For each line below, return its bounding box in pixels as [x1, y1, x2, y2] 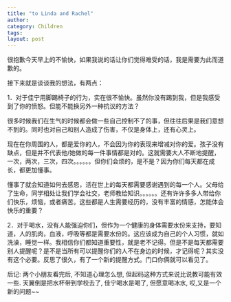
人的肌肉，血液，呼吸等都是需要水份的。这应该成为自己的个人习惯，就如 [19, 230, 224, 238]
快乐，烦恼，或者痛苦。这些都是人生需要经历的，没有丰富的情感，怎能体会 [12, 198, 224, 206]
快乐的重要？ [7, 206, 43, 214]
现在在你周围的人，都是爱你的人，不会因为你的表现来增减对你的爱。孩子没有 [7, 140, 224, 148]
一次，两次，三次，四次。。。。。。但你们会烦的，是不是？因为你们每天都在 [7, 157, 209, 165]
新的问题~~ [7, 288, 40, 296]
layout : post [7, 36, 45, 43]
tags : [7, 29, 23, 37]
